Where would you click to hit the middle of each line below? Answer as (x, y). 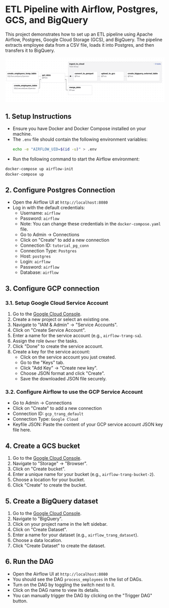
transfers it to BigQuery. (30, 50)
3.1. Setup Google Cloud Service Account (57, 303)
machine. (22, 134)
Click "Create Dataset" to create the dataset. (59, 546)
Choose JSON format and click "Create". (62, 373)
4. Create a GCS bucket (43, 446)
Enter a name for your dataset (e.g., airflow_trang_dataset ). (75, 535)
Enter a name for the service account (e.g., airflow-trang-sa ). (77, 336)
